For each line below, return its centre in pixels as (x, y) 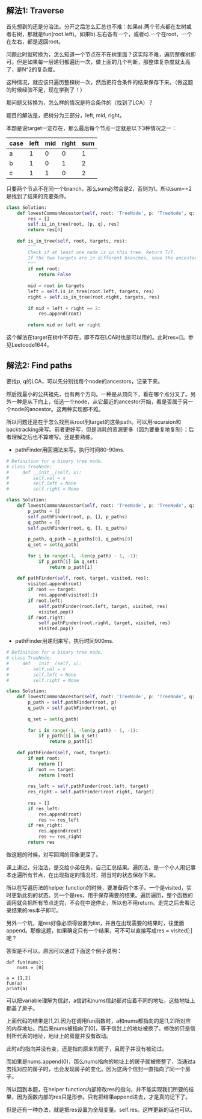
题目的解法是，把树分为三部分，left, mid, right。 (66, 115)
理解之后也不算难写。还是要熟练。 (54, 437)
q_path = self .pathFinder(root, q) (72, 708)
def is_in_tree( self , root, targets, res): (72, 241)
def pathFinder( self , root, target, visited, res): (83, 578)
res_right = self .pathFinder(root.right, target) (91, 792)
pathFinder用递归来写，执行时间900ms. (64, 641)
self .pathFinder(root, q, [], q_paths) (78, 528)
